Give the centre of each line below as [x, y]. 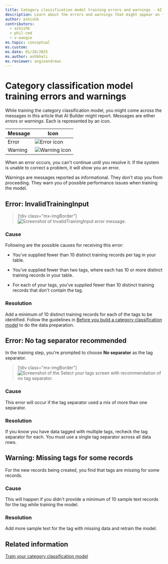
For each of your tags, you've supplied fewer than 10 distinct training [83, 285]
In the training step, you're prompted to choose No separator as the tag [79, 353]
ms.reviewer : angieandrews [33, 61]
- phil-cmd [21, 33]
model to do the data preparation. [40, 325]
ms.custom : [16, 47]
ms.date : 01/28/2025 [27, 52]
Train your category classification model [47, 556]
